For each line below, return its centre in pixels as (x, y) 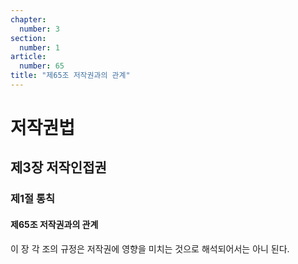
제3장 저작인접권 (58, 167)
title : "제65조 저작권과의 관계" (70, 76)
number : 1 (39, 47)
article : (28, 57)
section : (28, 38)
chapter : (28, 19)
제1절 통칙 (33, 199)
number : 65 (42, 66)
